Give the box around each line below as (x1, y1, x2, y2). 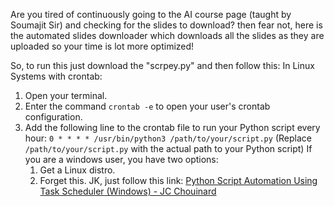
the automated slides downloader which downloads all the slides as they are (10, 30, 325, 41)
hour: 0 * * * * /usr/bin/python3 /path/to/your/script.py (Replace (24, 132, 312, 144)
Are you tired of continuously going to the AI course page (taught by (10, 9, 292, 20)
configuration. (24, 111, 83, 123)
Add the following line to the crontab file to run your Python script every (24, 122, 321, 133)
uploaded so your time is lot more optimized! (10, 40, 195, 52)
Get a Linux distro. (39, 164, 116, 176)
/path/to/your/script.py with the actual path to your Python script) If (24, 143, 313, 154)
